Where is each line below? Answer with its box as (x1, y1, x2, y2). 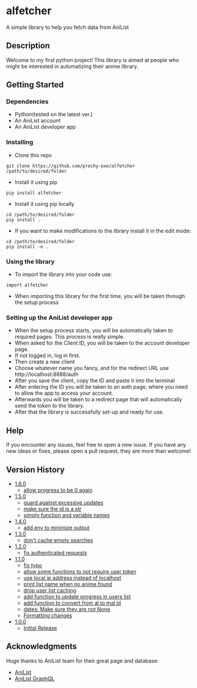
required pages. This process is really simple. (14, 333, 125, 340)
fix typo (23, 562, 42, 569)
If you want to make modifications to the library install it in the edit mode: (14, 227, 191, 234)
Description (6, 41, 50, 51)
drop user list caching (23, 587, 76, 594)
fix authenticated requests (23, 549, 87, 556)
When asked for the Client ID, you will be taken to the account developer (14, 339, 190, 346)
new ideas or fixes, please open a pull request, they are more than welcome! (6, 447, 191, 455)
